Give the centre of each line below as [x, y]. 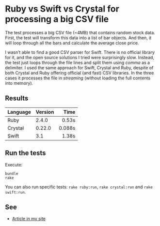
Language [19, 112]
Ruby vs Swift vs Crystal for [62, 9]
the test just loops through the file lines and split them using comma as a [78, 62]
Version [45, 112]
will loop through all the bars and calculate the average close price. [72, 43]
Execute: [14, 165]
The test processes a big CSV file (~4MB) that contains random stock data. [80, 32]
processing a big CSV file [57, 19]
